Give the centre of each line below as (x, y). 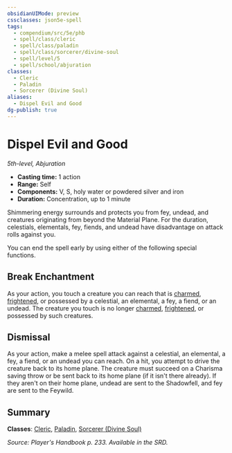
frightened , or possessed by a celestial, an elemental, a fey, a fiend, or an (112, 301)
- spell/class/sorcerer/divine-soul (66, 53)
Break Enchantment (51, 277)
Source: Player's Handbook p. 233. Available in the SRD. (88, 443)
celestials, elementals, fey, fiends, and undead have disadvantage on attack (115, 227)
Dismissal (29, 337)
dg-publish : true (32, 110)
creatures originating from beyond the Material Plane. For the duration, (108, 219)
